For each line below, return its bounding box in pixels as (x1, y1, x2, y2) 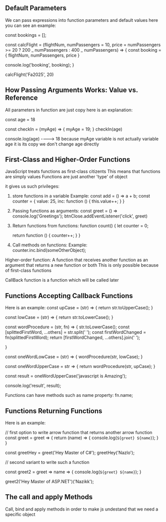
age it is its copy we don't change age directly (5, 141, 99, 147)
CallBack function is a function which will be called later (5, 277, 119, 283)
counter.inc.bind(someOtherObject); (12, 247, 87, 253)
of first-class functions (5, 268, 52, 274)
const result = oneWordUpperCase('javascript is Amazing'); (5, 373, 127, 379)
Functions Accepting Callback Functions (5, 292, 133, 300)
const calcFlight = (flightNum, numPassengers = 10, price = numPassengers (5, 42, 161, 48)
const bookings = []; (5, 32, 47, 38)
